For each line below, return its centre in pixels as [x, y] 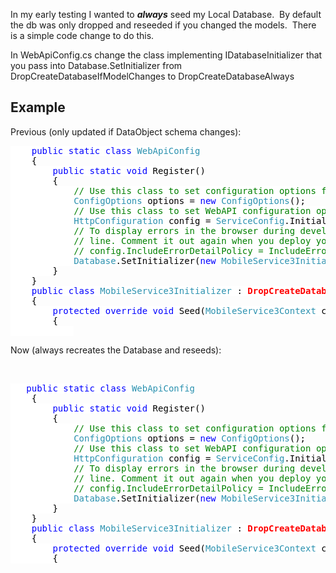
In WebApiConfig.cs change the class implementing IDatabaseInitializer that [166, 55]
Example [38, 107]
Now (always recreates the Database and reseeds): [116, 350]
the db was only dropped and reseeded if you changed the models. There [163, 25]
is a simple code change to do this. [82, 35]
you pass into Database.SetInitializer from [96, 65]
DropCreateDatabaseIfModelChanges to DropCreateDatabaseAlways [152, 76]
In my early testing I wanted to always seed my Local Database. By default [166, 14]
